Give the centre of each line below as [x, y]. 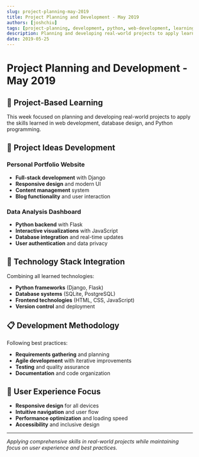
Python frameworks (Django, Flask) [59, 288]
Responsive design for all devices [57, 406]
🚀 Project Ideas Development [61, 148]
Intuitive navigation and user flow [57, 412]
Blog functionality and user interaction [63, 196]
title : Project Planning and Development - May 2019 [73, 17]
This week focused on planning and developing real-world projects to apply [99, 117]
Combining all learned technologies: [50, 276]
